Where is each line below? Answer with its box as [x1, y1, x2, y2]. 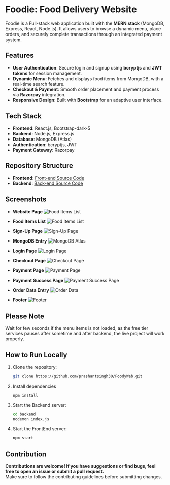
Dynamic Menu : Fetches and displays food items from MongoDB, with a [12, 75, 164, 82]
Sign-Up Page [12, 228, 43, 234]
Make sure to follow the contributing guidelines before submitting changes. [5, 474, 162, 480]
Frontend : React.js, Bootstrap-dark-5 [12, 125, 90, 131]
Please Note [5, 311, 45, 320]
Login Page [12, 248, 37, 254]
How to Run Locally [5, 351, 67, 359]
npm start [12, 435, 34, 441]
